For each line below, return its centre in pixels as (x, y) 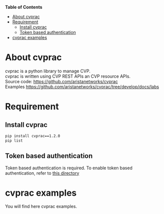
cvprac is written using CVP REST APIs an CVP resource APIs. (68, 76)
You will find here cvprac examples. (41, 207)
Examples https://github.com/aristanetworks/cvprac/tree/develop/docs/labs (82, 87)
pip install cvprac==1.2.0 (33, 136)
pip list (14, 140)
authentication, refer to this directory (42, 173)
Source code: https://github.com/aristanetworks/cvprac (62, 81)
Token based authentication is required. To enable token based (69, 168)
